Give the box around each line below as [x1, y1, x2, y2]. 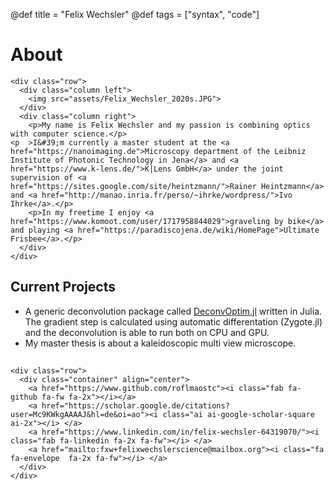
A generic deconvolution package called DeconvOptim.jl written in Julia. [24, 305, 323, 317]
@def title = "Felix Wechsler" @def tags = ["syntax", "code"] [10, 9, 260, 20]
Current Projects [10, 279, 116, 296]
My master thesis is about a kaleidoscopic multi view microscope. [24, 337, 297, 349]
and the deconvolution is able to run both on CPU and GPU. [24, 326, 270, 338]
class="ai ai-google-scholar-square [162, 410, 315, 420]
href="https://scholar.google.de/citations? [41, 401, 230, 411]
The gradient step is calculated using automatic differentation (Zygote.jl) [24, 315, 323, 328]
